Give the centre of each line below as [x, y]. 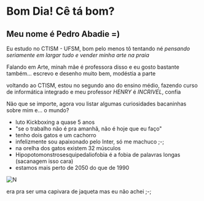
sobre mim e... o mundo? [38, 110]
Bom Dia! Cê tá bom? [61, 11]
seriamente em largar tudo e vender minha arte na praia [78, 55]
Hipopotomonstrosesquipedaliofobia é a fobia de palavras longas [98, 155]
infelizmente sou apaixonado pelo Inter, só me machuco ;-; [90, 142]
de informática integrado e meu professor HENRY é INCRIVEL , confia [94, 92]
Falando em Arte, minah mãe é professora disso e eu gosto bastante [93, 67]
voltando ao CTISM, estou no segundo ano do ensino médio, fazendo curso [102, 85]
